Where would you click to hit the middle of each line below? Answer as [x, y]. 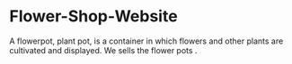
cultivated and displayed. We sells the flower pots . [103, 50]
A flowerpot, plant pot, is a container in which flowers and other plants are [146, 41]
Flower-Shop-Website [93, 16]
